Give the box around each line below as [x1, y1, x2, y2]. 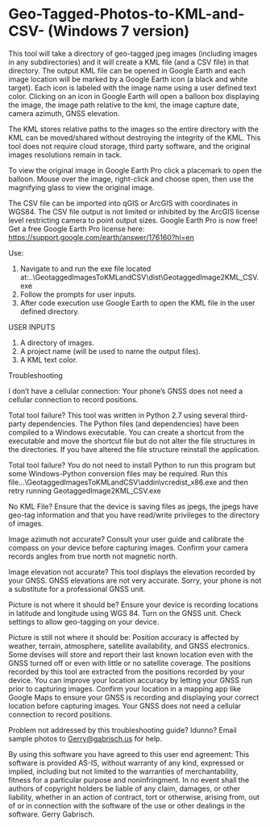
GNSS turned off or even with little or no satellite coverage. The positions [8, 658, 251, 667]
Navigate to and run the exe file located [19, 264, 152, 273]
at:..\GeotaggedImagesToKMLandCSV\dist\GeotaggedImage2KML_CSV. [19, 272, 260, 282]
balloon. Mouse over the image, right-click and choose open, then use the [8, 174, 254, 184]
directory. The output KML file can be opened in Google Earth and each [8, 65, 246, 75]
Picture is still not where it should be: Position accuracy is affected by [8, 632, 239, 642]
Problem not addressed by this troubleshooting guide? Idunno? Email [8, 725, 237, 734]
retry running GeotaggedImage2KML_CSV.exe [8, 485, 161, 496]
